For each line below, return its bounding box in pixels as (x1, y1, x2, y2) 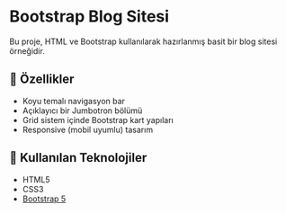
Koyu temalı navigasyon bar (22, 95, 126, 106)
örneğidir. (9, 45, 45, 56)
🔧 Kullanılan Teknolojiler (9, 150, 147, 165)
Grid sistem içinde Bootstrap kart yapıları (22, 114, 174, 125)
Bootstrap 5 (22, 193, 67, 204)
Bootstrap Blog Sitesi (9, 6, 169, 27)
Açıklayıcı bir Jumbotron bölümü (22, 105, 143, 116)
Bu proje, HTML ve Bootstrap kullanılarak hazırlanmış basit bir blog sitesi (9, 36, 278, 47)
